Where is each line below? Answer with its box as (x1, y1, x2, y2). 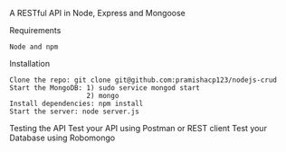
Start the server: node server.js (9, 107, 140, 116)
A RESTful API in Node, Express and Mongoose (9, 8, 186, 18)
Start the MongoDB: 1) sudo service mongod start (9, 84, 201, 93)
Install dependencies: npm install (9, 99, 144, 108)
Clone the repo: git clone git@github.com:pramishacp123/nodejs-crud (9, 76, 278, 85)
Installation (9, 58, 51, 68)
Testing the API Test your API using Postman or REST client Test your (9, 123, 267, 133)
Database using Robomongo (9, 132, 116, 143)
